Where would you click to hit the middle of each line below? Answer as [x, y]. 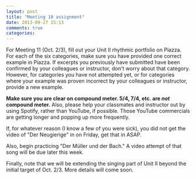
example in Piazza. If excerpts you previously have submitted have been [93, 63]
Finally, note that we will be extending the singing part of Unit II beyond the [96, 164]
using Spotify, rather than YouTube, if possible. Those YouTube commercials [98, 111]
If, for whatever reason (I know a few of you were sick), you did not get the [96, 129]
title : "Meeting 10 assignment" [45, 17]
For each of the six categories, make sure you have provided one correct [94, 56]
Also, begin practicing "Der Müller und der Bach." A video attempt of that [94, 146]
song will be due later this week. [45, 152]
